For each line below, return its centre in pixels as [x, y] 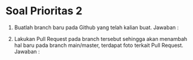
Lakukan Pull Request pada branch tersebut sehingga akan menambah [101, 39]
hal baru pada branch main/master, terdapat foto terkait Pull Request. [99, 45]
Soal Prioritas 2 [44, 11]
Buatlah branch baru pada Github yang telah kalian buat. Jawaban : [96, 27]
